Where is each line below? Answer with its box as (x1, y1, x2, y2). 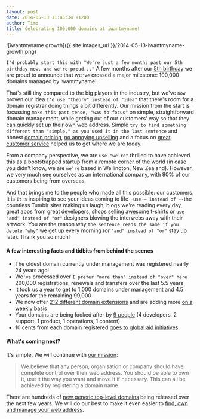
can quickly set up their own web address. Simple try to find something (6, 121, 186, 129)
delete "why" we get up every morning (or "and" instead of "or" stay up (6, 227, 187, 234)
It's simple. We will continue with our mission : (6, 351, 118, 358)
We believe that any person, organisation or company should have (20, 363, 184, 370)
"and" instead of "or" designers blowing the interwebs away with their (6, 214, 183, 221)
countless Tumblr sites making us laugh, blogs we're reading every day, (6, 202, 183, 209)
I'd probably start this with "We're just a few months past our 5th (6, 60, 183, 66)
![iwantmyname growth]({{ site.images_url (6, 42, 109, 49)
